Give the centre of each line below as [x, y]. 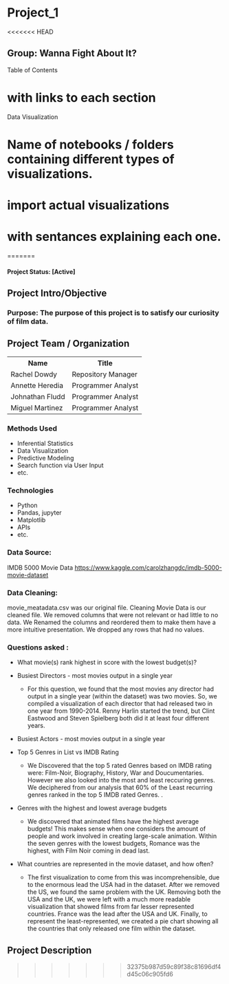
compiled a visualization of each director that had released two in [120, 704]
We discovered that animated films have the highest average [113, 822]
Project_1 [33, 13]
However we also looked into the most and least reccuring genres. [121, 780]
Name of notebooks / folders [90, 144]
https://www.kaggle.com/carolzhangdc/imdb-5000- [148, 567]
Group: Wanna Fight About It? [72, 53]
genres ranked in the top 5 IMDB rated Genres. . [95, 795]
